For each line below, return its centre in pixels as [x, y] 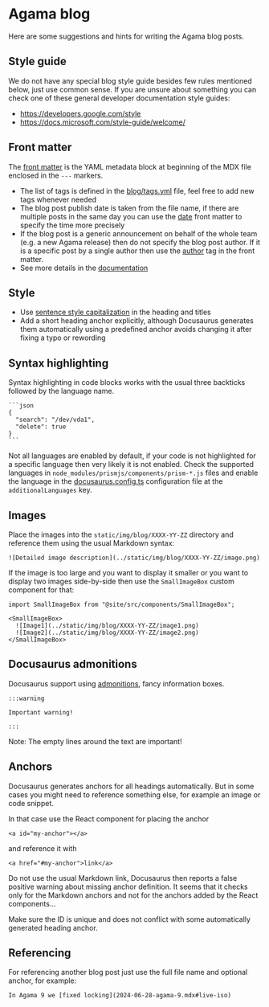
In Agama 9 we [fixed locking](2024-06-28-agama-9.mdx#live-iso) [120, 996]
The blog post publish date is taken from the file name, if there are [129, 208]
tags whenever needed [58, 199]
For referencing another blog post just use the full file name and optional [128, 972]
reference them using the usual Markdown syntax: [92, 543]
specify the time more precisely [72, 225]
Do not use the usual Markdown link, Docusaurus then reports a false [123, 878]
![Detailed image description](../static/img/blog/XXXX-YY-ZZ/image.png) [134, 558]
